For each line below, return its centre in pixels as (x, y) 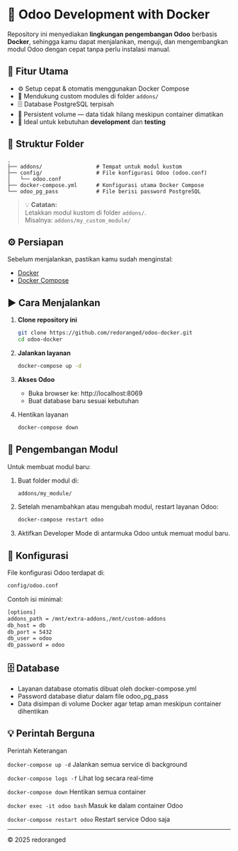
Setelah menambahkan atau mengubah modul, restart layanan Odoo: (118, 507)
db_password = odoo (36, 645)
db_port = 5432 (30, 632)
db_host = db (27, 625)
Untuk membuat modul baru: (49, 466)
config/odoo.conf (33, 586)
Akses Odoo (36, 379)
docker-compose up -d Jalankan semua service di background (97, 764)
